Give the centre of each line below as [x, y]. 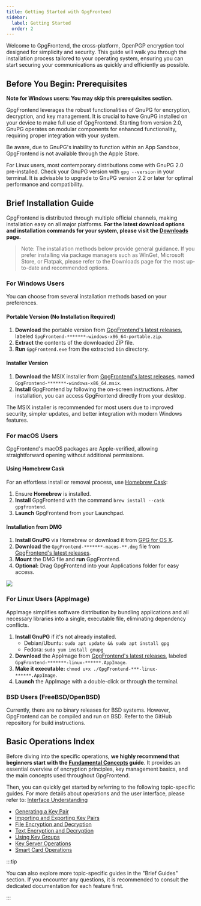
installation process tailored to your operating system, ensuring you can [95, 58]
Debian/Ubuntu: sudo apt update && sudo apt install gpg [97, 643]
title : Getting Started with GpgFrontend [59, 12]
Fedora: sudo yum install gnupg [64, 649]
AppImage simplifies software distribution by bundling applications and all [97, 612]
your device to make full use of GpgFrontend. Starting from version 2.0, [94, 123]
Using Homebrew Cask [35, 469]
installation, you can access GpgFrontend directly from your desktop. [100, 395]
